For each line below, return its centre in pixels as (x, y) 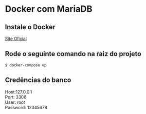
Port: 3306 (16, 97)
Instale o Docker (30, 27)
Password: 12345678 (26, 107)
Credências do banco (38, 80)
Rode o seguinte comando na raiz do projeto (73, 54)
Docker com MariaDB (49, 9)
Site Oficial (16, 38)
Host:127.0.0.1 (19, 92)
